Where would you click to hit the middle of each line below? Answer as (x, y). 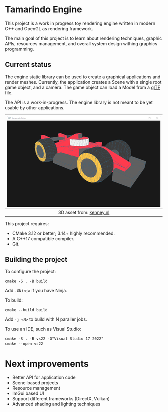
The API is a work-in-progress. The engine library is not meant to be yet (79, 102)
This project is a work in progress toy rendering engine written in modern (80, 23)
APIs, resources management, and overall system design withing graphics (81, 43)
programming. (20, 49)
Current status (28, 64)
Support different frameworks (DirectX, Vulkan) (61, 399)
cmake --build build (27, 310)
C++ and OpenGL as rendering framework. (49, 28)
